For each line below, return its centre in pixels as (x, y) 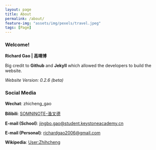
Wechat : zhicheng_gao (28, 103)
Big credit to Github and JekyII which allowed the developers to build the (78, 66)
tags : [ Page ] (18, 28)
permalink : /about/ (25, 19)
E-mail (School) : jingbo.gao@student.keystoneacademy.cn (64, 123)
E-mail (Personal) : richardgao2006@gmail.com (53, 132)
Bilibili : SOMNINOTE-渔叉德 (33, 113)
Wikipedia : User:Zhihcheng (33, 142)
